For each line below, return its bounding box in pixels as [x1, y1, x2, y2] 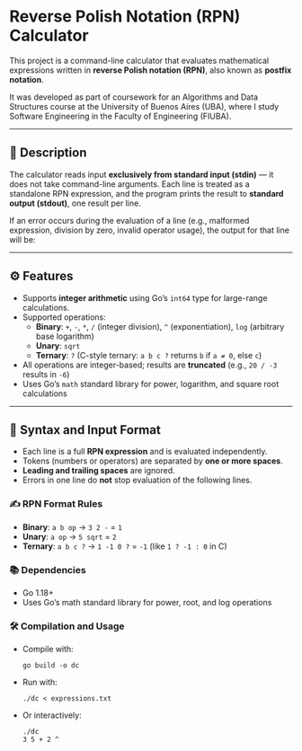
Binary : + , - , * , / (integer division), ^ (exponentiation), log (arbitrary [35, 321, 285, 331]
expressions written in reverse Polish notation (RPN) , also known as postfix [9, 65, 292, 75]
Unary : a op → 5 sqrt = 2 [22, 531, 117, 542]
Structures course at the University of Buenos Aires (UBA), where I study [9, 101, 280, 111]
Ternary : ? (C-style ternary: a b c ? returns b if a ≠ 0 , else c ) [35, 349, 262, 360]
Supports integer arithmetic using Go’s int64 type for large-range [22, 292, 268, 303]
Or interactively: [22, 710, 83, 720]
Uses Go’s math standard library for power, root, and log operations [22, 596, 272, 607]
